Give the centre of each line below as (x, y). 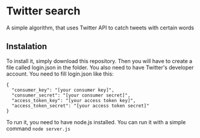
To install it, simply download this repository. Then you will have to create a (99, 61)
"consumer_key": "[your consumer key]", (63, 90)
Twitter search (43, 11)
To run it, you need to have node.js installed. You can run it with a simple (96, 122)
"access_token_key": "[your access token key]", (74, 100)
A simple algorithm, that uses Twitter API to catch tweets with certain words (100, 28)
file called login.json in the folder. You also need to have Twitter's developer (100, 67)
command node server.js (38, 128)
